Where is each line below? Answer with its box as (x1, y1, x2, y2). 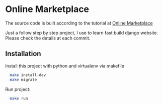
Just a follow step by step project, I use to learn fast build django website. (5, 29, 158, 35)
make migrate (10, 77, 37, 82)
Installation (5, 49, 41, 58)
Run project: (5, 86, 31, 92)
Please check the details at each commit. (5, 35, 91, 41)
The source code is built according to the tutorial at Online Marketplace (5, 20, 153, 26)
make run (10, 96, 28, 101)
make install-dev (10, 72, 46, 77)
